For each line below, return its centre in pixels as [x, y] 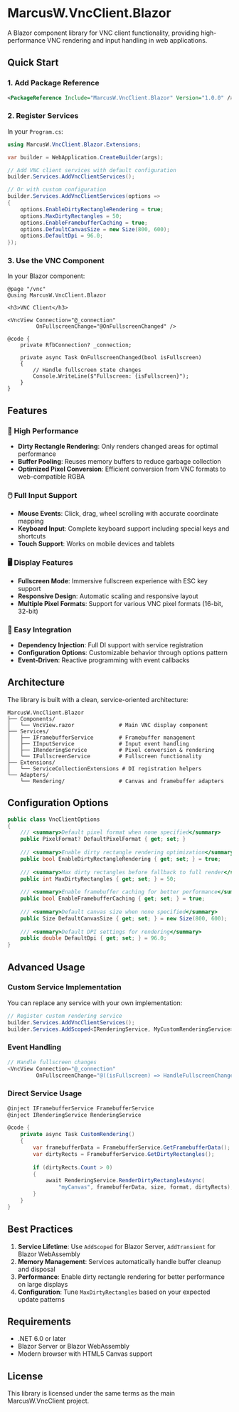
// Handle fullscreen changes [52, 1062]
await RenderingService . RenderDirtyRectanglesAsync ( [125, 1181]
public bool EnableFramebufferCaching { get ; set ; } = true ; [113, 899]
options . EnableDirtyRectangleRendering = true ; [92, 209]
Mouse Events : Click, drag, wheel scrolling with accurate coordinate [118, 514]
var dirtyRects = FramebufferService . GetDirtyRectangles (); [124, 1154]
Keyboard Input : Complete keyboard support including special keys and [123, 529]
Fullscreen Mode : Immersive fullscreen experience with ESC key [113, 580]
